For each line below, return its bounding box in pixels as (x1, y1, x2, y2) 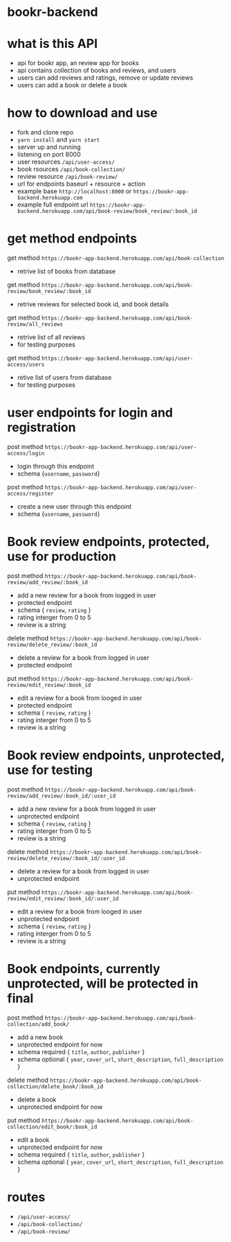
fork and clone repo (17, 128, 74, 137)
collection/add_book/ (7, 1020, 70, 1028)
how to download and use (7, 105, 158, 121)
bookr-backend (7, 4, 98, 20)
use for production (7, 549, 116, 565)
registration (7, 420, 76, 435)
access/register (7, 490, 54, 497)
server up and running (17, 143, 81, 151)
